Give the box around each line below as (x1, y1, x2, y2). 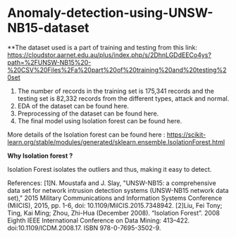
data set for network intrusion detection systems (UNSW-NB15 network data (7, 186, 229, 194)
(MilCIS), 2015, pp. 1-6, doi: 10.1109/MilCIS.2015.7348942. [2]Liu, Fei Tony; (7, 201, 223, 209)
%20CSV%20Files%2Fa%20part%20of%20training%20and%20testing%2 (7, 65, 227, 74)
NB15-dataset (7, 20, 89, 36)
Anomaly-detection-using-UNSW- (7, 5, 213, 21)
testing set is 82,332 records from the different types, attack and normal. (17, 94, 230, 103)
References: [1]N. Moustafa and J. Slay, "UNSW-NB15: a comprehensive (7, 178, 216, 187)
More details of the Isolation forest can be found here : (7, 130, 166, 139)
